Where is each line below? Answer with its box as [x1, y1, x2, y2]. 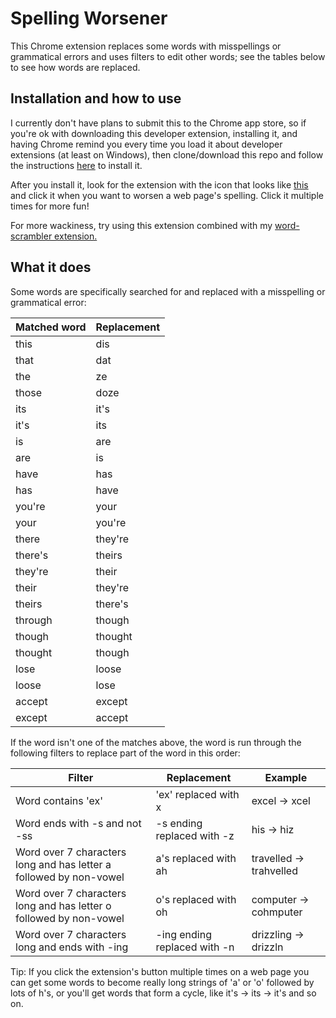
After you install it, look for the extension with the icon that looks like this [10, 178, 309, 191]
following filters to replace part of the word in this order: [10, 747, 241, 759]
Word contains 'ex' [15, 793, 104, 807]
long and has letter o [15, 898, 112, 912]
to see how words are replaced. [10, 61, 141, 73]
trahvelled [251, 863, 298, 877]
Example [264, 770, 308, 784]
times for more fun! [10, 200, 90, 212]
